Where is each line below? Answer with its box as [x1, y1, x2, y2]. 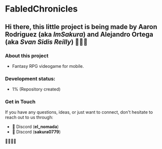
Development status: [5, 75, 56, 82]
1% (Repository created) [12, 86, 61, 92]
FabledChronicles [5, 3, 78, 15]
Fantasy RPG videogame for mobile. [12, 63, 84, 69]
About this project [5, 52, 49, 59]
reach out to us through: [5, 115, 53, 120]
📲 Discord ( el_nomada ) [12, 124, 59, 130]
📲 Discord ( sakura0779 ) [12, 129, 61, 135]
